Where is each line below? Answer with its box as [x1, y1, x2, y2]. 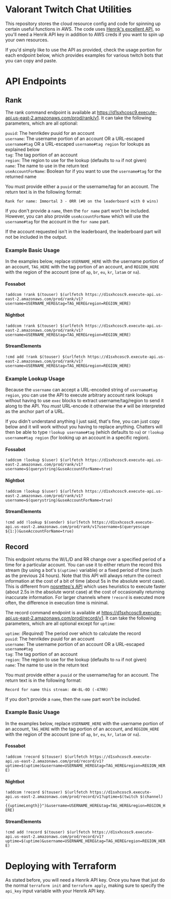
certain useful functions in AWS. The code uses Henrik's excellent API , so [5, 26, 160, 32]
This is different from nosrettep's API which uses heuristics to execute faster [5, 583, 166, 589]
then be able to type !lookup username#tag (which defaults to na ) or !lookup [5, 429, 164, 435]
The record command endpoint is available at [5, 609, 101, 615]
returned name [5, 173, 37, 179]
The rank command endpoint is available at [5, 109, 96, 116]
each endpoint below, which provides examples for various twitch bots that [5, 52, 163, 58]
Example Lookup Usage [5, 375, 65, 382]
